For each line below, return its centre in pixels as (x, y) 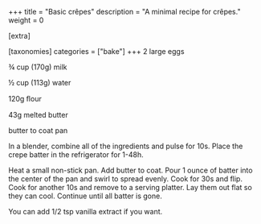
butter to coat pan (38, 131)
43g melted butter (38, 115)
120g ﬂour (25, 99)
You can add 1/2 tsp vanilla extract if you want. (86, 212)
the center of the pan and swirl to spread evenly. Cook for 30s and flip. (126, 179)
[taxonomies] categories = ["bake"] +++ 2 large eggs (96, 51)
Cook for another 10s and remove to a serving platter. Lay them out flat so (130, 187)
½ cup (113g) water (40, 83)
